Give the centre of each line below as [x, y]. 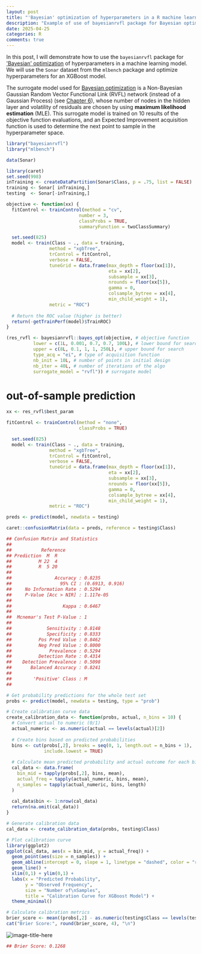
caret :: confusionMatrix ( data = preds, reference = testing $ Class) [91, 528]
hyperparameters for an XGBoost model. [57, 76]
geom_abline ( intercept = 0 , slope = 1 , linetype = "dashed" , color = [100, 862]
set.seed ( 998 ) [24, 176]
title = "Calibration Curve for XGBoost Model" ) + [90, 896]
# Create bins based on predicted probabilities [74, 740]
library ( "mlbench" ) [31, 149]
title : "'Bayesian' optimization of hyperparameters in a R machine [94, 17]
